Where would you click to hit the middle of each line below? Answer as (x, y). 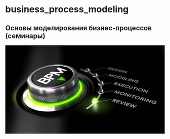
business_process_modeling (67, 9)
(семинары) (25, 36)
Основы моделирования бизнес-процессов (78, 28)
